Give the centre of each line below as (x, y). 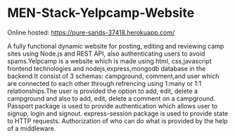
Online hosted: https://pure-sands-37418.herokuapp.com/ (91, 32)
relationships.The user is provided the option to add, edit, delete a (103, 91)
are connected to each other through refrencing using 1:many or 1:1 (104, 83)
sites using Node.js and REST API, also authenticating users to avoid (106, 54)
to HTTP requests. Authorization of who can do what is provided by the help (118, 120)
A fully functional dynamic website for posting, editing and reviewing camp (116, 46)
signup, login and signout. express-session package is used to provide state (118, 113)
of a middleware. (32, 128)
